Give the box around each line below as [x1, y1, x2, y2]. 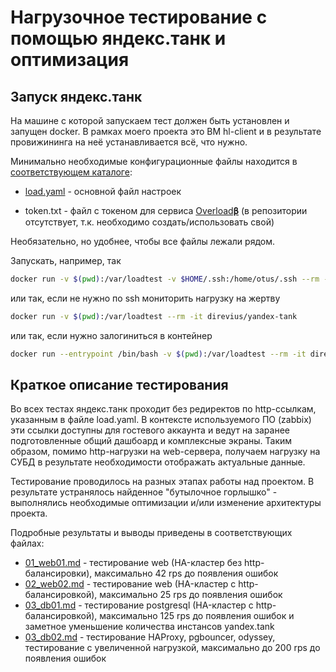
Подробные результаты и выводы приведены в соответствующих [10, 527, 293, 539]
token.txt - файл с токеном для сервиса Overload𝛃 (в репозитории [24, 205, 308, 216]
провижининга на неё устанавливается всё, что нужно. [10, 136, 248, 148]
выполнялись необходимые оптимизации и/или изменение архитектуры [10, 497, 322, 509]
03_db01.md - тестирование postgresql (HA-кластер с [24, 599, 254, 611]
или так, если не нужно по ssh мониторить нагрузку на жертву [10, 292, 281, 304]
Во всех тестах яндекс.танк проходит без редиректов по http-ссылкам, [10, 403, 317, 415]
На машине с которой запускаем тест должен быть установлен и [10, 115, 290, 126]
